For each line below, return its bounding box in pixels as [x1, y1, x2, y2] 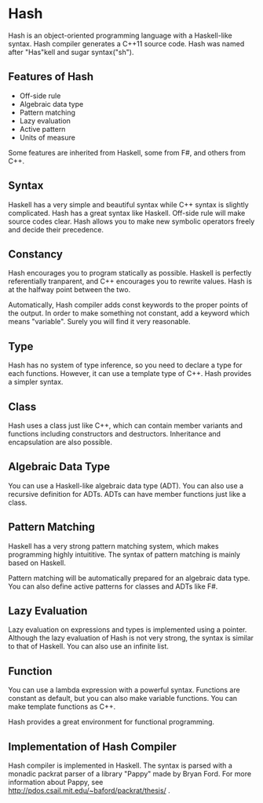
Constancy [8, 247, 63, 261]
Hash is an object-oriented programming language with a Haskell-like [8, 31, 233, 40]
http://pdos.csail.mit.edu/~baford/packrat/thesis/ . [8, 786, 170, 795]
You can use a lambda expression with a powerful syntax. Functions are [8, 685, 241, 695]
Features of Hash [8, 70, 94, 83]
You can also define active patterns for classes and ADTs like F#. [8, 582, 218, 591]
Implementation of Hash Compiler [8, 739, 177, 754]
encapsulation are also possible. [8, 437, 112, 447]
